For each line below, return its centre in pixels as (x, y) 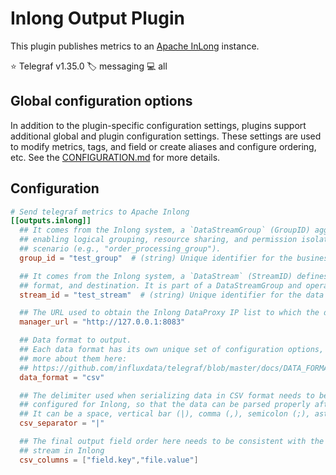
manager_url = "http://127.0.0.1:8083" (102, 322)
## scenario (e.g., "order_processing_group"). (120, 249)
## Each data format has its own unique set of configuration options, (172, 350)
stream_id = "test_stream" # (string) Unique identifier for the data (172, 295)
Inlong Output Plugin (97, 18)
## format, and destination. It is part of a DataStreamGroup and (160, 285)
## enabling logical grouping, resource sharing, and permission (158, 240)
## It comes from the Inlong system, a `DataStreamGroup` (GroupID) (165, 230)
